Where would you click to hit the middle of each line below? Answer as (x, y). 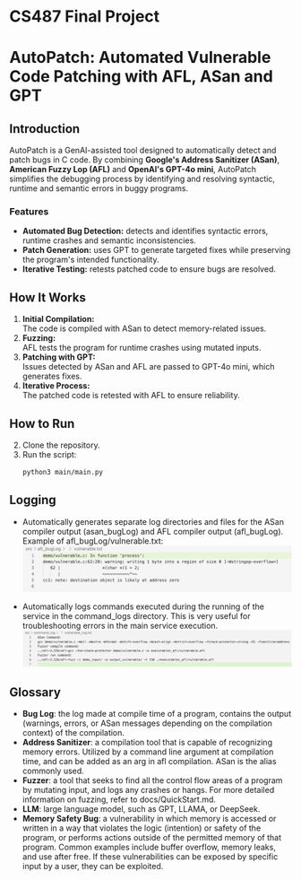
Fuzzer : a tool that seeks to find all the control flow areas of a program (152, 780)
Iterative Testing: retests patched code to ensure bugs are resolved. (149, 269)
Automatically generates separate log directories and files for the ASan (153, 521)
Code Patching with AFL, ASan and (141, 77)
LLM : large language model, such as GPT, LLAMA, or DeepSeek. (141, 809)
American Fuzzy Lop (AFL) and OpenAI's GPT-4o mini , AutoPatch (133, 170)
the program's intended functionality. (90, 260)
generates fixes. (52, 376)
